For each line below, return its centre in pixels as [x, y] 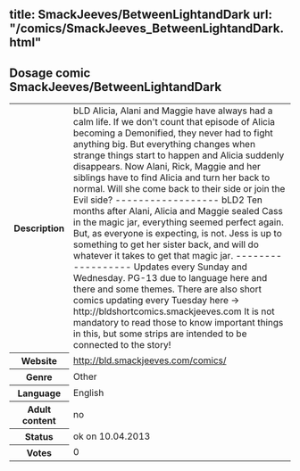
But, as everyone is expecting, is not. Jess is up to [178, 234]
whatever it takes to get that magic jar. [153, 256]
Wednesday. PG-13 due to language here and [170, 278]
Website [39, 360]
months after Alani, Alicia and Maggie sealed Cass [178, 211]
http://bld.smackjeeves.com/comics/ [150, 360]
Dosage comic [50, 73]
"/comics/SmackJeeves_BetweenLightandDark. [146, 29]
